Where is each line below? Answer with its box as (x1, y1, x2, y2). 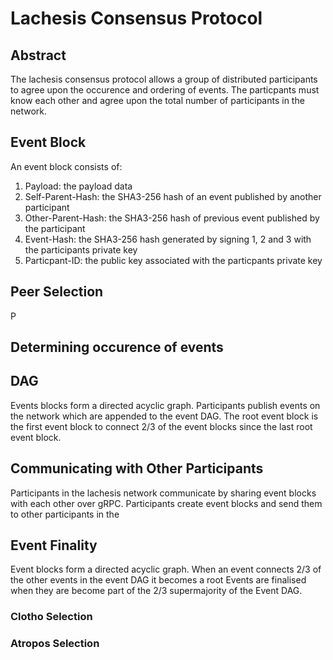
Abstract (10, 47, 67, 64)
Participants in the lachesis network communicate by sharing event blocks (10, 487, 317, 499)
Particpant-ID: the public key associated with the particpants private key (24, 254, 323, 266)
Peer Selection (10, 283, 104, 301)
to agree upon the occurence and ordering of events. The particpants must (10, 84, 320, 96)
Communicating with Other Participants (10, 460, 264, 477)
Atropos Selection (10, 637, 100, 651)
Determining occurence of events (10, 339, 224, 356)
